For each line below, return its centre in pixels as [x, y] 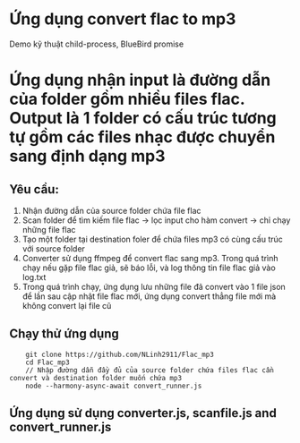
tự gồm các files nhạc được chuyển [142, 137]
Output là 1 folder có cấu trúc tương [143, 119]
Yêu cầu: [34, 189]
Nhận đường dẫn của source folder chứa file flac [111, 210]
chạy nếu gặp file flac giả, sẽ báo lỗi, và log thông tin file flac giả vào [149, 268]
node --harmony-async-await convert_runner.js [114, 386]
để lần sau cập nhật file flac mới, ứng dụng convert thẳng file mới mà [149, 296]
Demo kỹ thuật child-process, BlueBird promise [97, 44]
